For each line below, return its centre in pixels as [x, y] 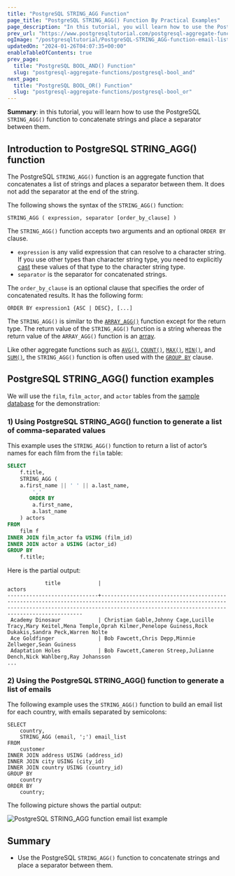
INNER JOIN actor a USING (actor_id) [62, 544]
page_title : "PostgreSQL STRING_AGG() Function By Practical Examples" [114, 20]
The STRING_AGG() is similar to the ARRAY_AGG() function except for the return [116, 321]
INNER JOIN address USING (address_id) [65, 755]
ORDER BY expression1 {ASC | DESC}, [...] [70, 308]
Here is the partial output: [44, 570]
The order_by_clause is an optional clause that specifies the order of [106, 287]
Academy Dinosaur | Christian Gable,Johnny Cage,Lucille [112, 620]
